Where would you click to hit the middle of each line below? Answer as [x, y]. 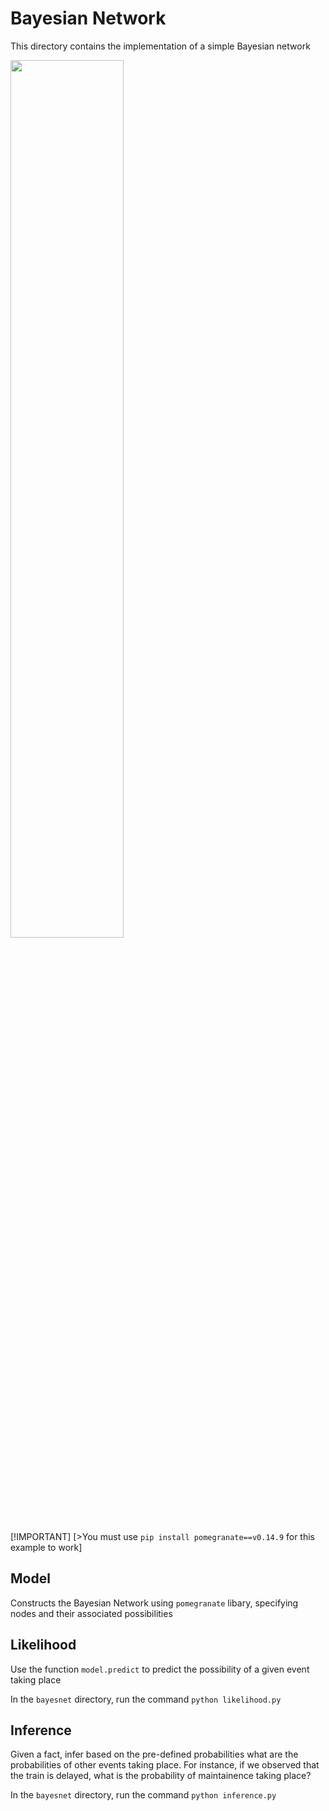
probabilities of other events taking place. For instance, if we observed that [165, 1765]
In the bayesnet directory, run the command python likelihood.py [146, 1699]
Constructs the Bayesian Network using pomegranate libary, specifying [154, 1603]
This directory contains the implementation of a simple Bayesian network [160, 46]
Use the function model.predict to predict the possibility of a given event [160, 1669]
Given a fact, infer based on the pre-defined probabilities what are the [154, 1754]
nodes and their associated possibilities [91, 1613]
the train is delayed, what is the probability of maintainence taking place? [161, 1776]
